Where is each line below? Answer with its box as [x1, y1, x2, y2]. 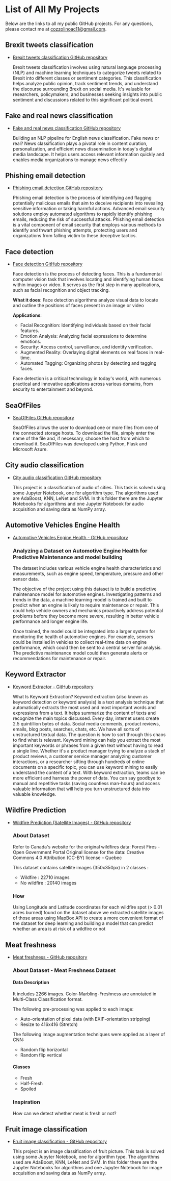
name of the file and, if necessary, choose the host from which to [12, 435, 150, 441]
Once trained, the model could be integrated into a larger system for [12, 628, 156, 634]
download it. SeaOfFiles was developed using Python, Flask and [12, 441, 148, 447]
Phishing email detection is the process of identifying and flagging [12, 195, 152, 201]
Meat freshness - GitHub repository [12, 954, 88, 960]
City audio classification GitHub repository [12, 474, 102, 481]
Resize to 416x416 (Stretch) [20, 1021, 78, 1027]
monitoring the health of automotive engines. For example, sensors [12, 634, 154, 640]
